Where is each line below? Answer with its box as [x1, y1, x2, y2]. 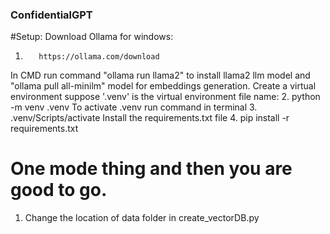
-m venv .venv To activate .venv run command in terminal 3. [10, 101, 258, 113]
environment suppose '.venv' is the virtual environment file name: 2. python [10, 91, 321, 103]
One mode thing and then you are [10, 158, 293, 180]
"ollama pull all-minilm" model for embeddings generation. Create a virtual [10, 80, 317, 92]
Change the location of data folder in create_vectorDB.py [24, 212, 260, 224]
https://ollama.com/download [38, 52, 160, 62]
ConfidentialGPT [10, 8, 93, 22]
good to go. [10, 179, 108, 202]
